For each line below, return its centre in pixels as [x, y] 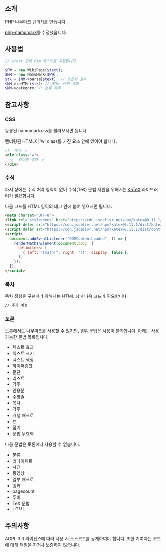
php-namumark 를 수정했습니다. [36, 32]
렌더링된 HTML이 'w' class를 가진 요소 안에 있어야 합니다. [61, 141]
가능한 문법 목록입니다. [27, 337]
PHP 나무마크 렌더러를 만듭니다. [36, 22]
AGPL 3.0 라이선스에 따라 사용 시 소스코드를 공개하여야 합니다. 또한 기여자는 [79, 539]
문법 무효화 [23, 434]
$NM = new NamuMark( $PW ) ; [32, 75]
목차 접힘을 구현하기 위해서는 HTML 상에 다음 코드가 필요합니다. [67, 296]
